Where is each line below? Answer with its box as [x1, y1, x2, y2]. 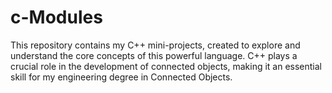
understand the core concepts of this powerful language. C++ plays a [10, 49, 298, 61]
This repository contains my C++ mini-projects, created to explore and [10, 39, 301, 51]
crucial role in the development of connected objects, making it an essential [10, 60, 323, 72]
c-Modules [10, 6, 103, 29]
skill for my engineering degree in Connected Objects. [10, 71, 233, 83]
